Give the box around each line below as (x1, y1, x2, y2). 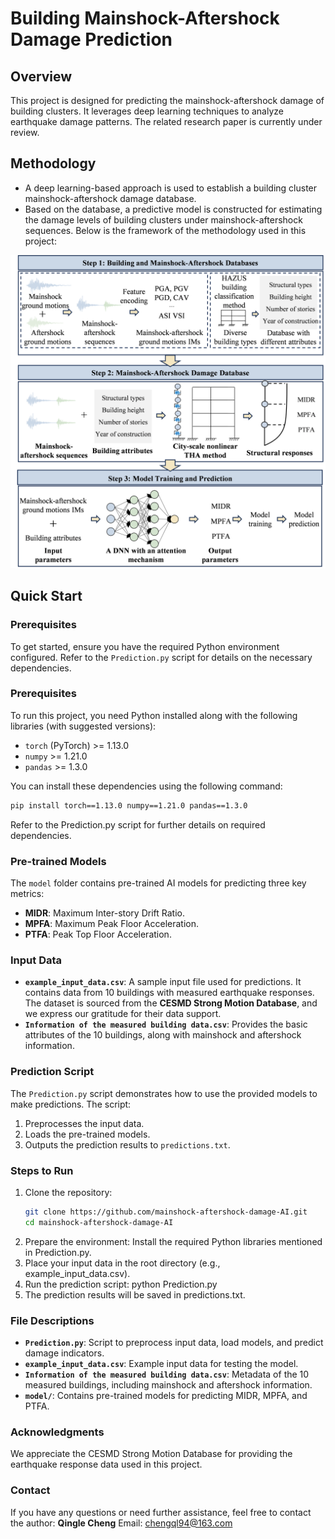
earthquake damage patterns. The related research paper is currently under (10, 116, 323, 127)
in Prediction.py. (24, 1246, 92, 1258)
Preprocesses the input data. (24, 1117, 145, 1129)
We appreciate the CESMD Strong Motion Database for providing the (10, 1448, 293, 1460)
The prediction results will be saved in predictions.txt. (24, 1288, 246, 1301)
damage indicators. (24, 1347, 105, 1359)
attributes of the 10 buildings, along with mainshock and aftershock (24, 1029, 302, 1041)
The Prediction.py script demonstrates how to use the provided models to (10, 1087, 318, 1099)
